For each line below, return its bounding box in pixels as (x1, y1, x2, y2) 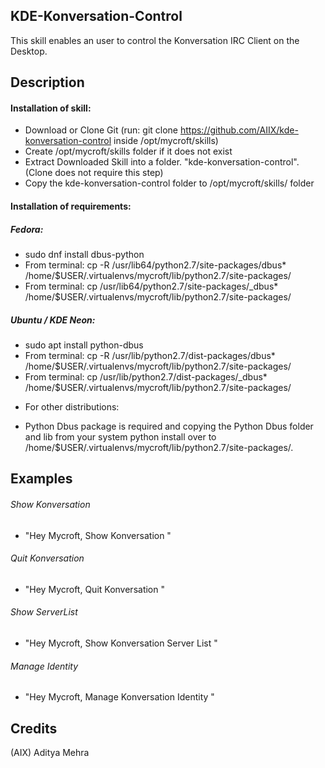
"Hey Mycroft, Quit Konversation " (24, 583, 165, 595)
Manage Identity (10, 660, 79, 672)
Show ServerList (10, 606, 78, 618)
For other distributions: (24, 400, 120, 413)
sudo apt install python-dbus (24, 339, 144, 351)
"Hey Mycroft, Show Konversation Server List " (24, 637, 218, 649)
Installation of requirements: (10, 200, 132, 212)
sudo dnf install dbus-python (24, 248, 145, 260)
